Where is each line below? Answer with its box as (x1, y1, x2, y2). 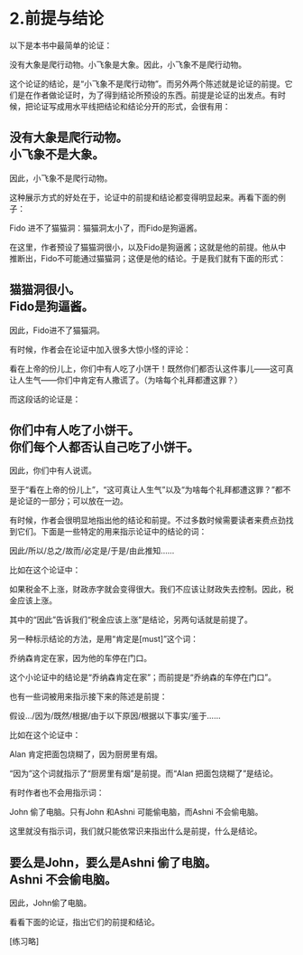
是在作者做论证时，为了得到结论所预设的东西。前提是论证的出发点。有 (16, 90, 278, 100)
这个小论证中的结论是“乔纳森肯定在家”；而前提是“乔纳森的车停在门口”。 (9, 672, 277, 683)
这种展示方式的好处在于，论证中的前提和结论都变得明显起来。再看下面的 (9, 192, 278, 203)
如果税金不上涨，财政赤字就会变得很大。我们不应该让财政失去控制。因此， (9, 584, 286, 595)
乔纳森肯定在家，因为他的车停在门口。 (9, 653, 151, 664)
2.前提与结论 (9, 8, 104, 29)
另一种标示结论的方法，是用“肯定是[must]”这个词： (9, 634, 199, 645)
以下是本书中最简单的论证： (9, 40, 113, 51)
